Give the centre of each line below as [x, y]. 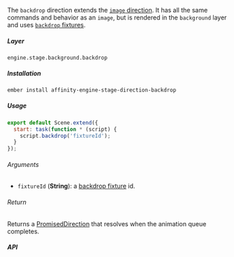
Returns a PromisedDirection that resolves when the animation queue [107, 223]
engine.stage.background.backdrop [58, 58]
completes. [23, 231]
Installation [24, 73]
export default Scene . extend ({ [53, 123]
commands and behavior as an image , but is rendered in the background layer [117, 17]
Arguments [23, 164]
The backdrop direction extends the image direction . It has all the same [108, 10]
